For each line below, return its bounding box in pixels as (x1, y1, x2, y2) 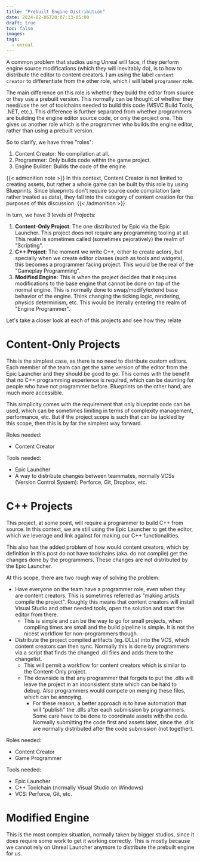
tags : (6, 36, 20, 42)
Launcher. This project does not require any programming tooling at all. (14, 229, 190, 236)
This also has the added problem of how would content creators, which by (6, 543, 189, 551)
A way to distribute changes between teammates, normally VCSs (14, 472, 175, 479)
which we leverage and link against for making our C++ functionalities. (6, 532, 180, 539)
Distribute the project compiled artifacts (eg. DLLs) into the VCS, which (14, 636, 190, 643)
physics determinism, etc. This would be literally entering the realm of (14, 299, 187, 306)
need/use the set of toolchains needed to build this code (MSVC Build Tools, (6, 101, 194, 109)
